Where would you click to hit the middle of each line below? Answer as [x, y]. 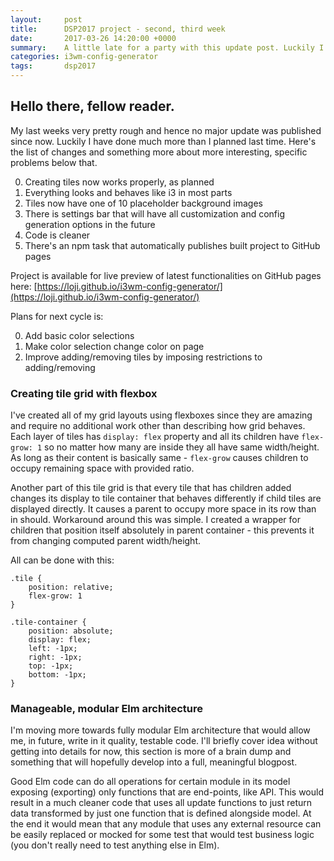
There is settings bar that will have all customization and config [154, 213]
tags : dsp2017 [53, 66]
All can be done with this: [62, 560]
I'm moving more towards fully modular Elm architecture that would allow [160, 730]
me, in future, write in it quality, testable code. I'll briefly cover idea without [164, 741]
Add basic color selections [79, 335]
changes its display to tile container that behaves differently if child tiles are [166, 498]
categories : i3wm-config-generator [84, 57]
